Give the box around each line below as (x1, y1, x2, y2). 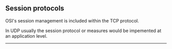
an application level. (5, 33, 48, 39)
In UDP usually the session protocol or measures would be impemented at (5, 28, 161, 34)
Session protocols (5, 4, 64, 13)
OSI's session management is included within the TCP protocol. (5, 17, 139, 23)
